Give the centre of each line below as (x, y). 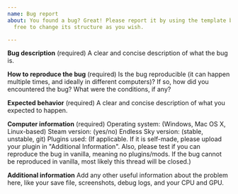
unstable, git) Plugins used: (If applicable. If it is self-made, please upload (114, 139)
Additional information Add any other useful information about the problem (118, 175)
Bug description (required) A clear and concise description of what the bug (118, 53)
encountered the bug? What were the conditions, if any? (89, 90)
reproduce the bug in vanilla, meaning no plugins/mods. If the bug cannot (114, 154)
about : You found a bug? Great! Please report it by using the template (117, 20)
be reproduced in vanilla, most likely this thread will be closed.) (99, 162)
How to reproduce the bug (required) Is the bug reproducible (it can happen (119, 74)
